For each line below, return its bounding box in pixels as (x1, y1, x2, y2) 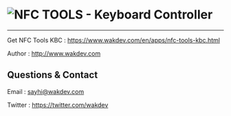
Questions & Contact (7, 69, 98, 81)
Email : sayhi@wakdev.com (7, 87, 85, 95)
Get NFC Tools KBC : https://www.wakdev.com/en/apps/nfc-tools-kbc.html (7, 36, 220, 44)
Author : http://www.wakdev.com (7, 49, 101, 58)
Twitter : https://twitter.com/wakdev (7, 100, 109, 109)
